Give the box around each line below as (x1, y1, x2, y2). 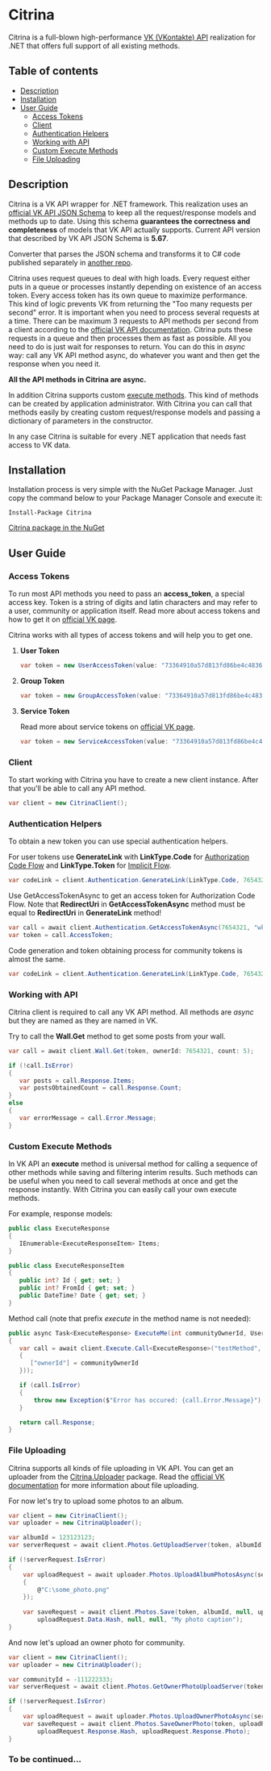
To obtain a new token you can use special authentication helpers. (8, 836, 228, 846)
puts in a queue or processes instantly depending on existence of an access (8, 281, 262, 291)
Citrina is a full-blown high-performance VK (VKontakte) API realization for (8, 32, 256, 42)
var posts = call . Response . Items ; (19, 1077, 135, 1085)
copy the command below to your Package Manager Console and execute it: (8, 494, 263, 503)
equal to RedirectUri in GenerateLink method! (8, 908, 162, 918)
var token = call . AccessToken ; (8, 931, 114, 939)
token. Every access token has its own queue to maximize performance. (8, 290, 248, 300)
